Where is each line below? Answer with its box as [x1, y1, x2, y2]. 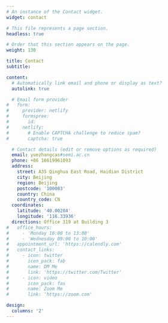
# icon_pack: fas [6, 280, 66, 286]
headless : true [6, 31, 44, 37]
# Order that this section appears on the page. [6, 41, 130, 48]
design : [6, 303, 26, 309]
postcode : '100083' [17, 186, 66, 192]
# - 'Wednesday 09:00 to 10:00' [6, 235, 98, 242]
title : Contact [6, 58, 44, 64]
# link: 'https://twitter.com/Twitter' [6, 269, 122, 275]
